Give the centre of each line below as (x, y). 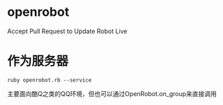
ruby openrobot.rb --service (49, 80)
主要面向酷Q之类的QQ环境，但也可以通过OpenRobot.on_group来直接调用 (112, 93)
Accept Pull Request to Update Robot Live (67, 31)
